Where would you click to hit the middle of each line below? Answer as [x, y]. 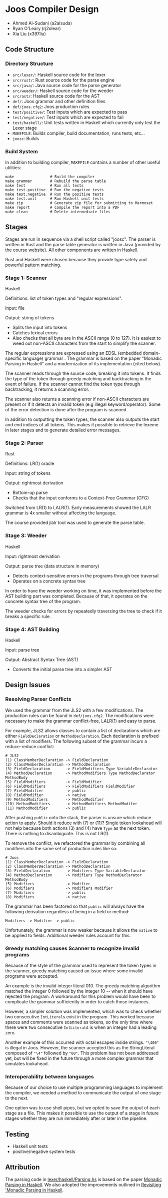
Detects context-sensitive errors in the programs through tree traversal [85, 575]
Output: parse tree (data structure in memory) [52, 566]
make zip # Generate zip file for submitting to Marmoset [79, 203]
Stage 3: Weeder [26, 535]
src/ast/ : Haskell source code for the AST [56, 96]
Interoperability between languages [49, 1076]
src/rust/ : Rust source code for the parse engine [63, 80]
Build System [22, 151]
